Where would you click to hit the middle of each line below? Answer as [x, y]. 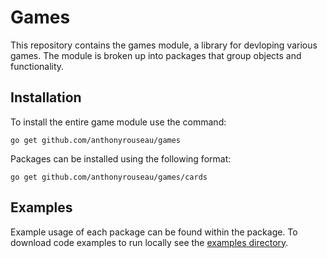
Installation [46, 97]
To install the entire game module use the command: [118, 122]
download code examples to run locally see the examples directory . [149, 242]
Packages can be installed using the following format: [121, 158]
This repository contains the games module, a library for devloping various [164, 45]
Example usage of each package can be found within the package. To [154, 232]
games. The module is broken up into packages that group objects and [156, 55]
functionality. [37, 66]
